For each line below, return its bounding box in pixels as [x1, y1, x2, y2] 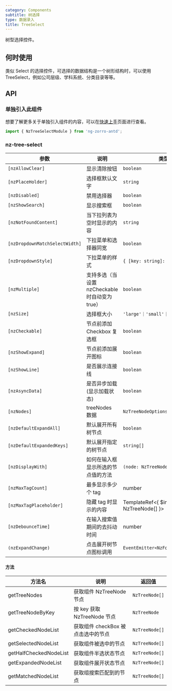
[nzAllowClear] [8, 165, 45, 171]
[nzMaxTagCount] [8, 485, 48, 491]
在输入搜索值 [86, 516, 118, 523]
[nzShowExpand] [8, 349, 45, 355]
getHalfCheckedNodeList [8, 649, 69, 657]
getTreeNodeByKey [8, 609, 55, 616]
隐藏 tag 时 [86, 498, 113, 505]
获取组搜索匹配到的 [73, 669, 120, 677]
